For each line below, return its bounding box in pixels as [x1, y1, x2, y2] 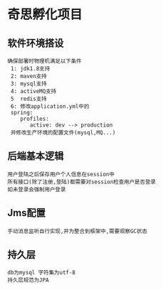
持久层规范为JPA [7, 276, 49, 284]
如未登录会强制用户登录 [7, 186, 66, 193]
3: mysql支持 [10, 80, 48, 87]
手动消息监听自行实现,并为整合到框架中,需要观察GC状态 [7, 227, 148, 235]
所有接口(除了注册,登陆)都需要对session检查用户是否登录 [7, 178, 157, 186]
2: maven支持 [10, 72, 48, 80]
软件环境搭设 [7, 37, 64, 49]
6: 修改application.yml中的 [10, 103, 90, 110]
